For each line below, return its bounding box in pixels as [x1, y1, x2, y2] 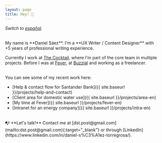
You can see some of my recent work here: [5, 74, 92, 80]
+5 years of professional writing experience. [5, 45, 94, 51]
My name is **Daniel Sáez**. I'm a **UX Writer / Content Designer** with [5, 40, 154, 46]
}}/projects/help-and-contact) [12, 89, 73, 95]
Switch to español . [5, 25, 43, 31]
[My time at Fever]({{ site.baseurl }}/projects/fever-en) [12, 99, 122, 105]
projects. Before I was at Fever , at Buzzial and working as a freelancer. [5, 60, 146, 66]
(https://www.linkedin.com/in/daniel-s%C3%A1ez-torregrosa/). [5, 132, 132, 138]
